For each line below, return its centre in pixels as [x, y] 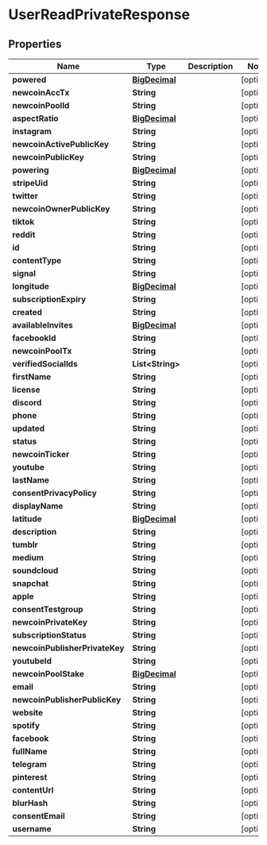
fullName [30, 751]
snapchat [31, 583]
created [27, 312]
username [32, 829]
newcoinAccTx [41, 93]
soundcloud [35, 570]
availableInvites [43, 325]
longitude [31, 286]
